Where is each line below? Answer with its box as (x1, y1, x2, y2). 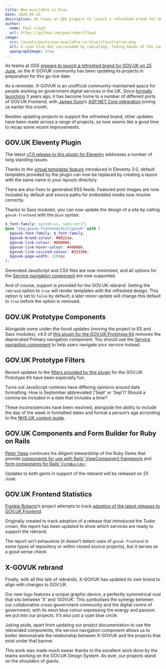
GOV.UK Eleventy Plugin (5, 138, 82, 147)
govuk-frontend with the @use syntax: (5, 212, 80, 218)
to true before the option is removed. (5, 298, 81, 304)
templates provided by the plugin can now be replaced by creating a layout (5, 172, 158, 178)
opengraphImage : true (9, 49, 54, 54)
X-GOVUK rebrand (5, 563, 63, 572)
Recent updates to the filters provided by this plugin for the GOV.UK (5, 369, 143, 375)
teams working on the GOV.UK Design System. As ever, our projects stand (5, 653, 156, 659)
